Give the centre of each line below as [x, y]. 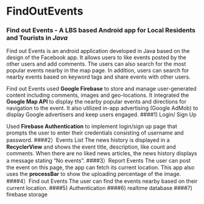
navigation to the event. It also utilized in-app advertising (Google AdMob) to [102, 108]
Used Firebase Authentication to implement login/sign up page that [92, 127]
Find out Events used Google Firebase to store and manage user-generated [101, 89]
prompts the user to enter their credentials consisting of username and [95, 133]
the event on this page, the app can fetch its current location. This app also [100, 167]
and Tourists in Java [37, 38]
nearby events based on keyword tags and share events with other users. [98, 77]
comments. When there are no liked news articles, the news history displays [102, 153]
